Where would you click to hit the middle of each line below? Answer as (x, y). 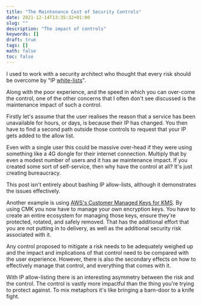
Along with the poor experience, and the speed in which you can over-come (101, 92)
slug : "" (17, 23)
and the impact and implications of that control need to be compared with (97, 252)
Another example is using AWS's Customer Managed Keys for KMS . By (94, 202)
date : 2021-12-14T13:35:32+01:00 (48, 17)
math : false (21, 51)
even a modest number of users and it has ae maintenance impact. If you (97, 160)
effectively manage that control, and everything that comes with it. (89, 265)
